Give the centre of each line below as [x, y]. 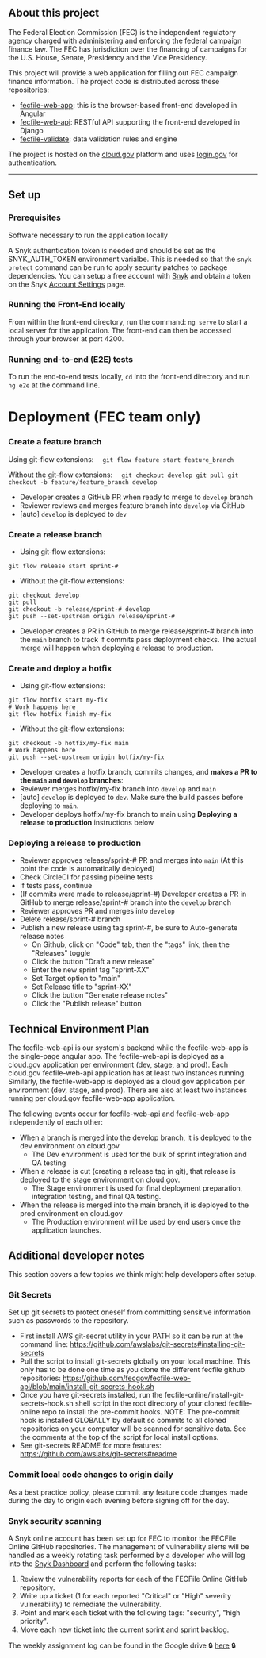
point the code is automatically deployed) [87, 869]
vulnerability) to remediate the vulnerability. [91, 1604]
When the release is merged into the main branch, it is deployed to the [134, 1205]
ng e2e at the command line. [54, 385]
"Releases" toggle [61, 953]
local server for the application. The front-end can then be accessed [120, 330]
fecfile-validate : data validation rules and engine [98, 139]
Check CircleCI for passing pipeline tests [86, 877]
